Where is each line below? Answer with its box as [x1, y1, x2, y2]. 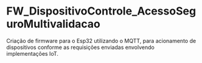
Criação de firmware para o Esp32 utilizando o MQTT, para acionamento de [6, 37, 197, 44]
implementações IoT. [6, 50, 59, 57]
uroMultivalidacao [6, 17, 100, 31]
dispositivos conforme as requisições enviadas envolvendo [6, 44, 155, 51]
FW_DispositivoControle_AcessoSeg [6, 4, 197, 18]
